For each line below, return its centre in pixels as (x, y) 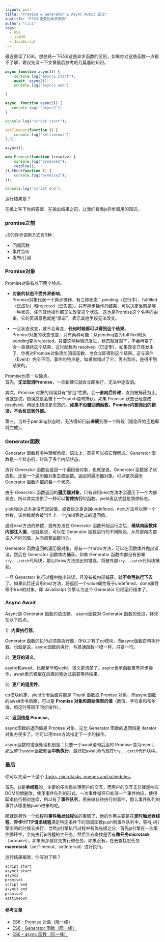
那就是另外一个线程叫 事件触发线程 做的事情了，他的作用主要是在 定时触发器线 (82, 816)
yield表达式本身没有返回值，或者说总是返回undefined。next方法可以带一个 (81, 509)
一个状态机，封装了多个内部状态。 (48, 459)
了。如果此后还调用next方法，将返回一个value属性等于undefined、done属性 (82, 584)
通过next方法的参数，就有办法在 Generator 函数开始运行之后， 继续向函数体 (81, 526)
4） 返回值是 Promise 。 (29, 718)
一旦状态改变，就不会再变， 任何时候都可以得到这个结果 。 (70, 328)
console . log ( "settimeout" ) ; (42, 135)
